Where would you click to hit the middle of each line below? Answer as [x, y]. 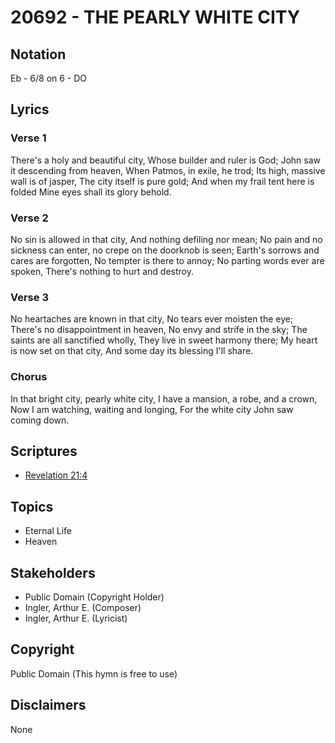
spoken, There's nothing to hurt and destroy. [102, 271]
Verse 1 [28, 138]
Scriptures [44, 451]
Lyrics [30, 109]
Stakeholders [53, 572]
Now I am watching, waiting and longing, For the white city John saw [152, 409]
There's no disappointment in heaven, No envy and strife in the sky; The [159, 330]
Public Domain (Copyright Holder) [94, 597]
